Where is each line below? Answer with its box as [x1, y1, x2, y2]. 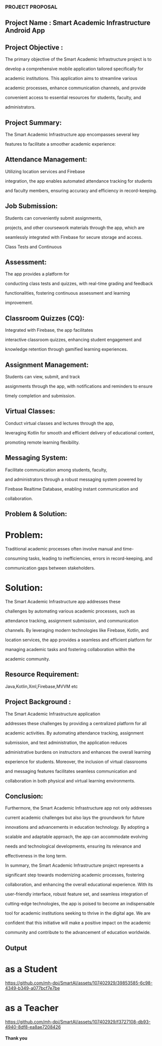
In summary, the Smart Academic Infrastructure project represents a [5, 862, 144, 868]
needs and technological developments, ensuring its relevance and [5, 843, 141, 850]
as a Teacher [5, 1002, 59, 1013]
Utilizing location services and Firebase [5, 168, 85, 174]
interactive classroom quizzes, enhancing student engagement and [5, 337, 142, 343]
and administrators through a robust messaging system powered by [5, 476, 143, 482]
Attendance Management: [5, 155, 88, 164]
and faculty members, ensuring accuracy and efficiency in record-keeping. [5, 188, 158, 194]
